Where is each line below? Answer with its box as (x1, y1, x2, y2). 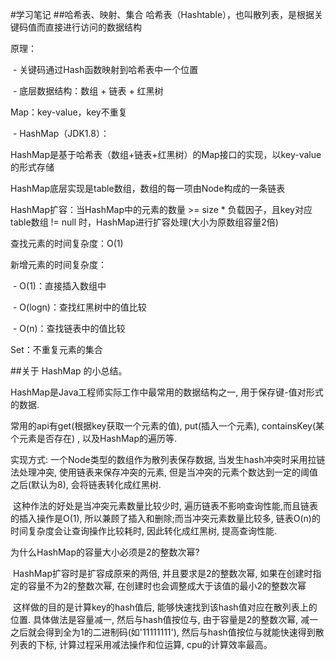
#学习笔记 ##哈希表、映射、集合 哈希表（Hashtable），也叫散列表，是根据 (10, 9, 315, 20)
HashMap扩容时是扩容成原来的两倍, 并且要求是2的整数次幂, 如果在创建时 (12, 568, 313, 579)
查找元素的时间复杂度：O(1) (10, 238, 124, 249)
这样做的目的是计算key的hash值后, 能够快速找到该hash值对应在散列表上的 (12, 601, 318, 613)
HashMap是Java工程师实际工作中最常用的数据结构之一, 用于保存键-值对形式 (10, 386, 324, 398)
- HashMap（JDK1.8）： (12, 128, 110, 139)
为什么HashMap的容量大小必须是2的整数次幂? (10, 546, 200, 558)
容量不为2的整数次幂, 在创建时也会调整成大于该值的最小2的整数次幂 (27, 580, 307, 592)
